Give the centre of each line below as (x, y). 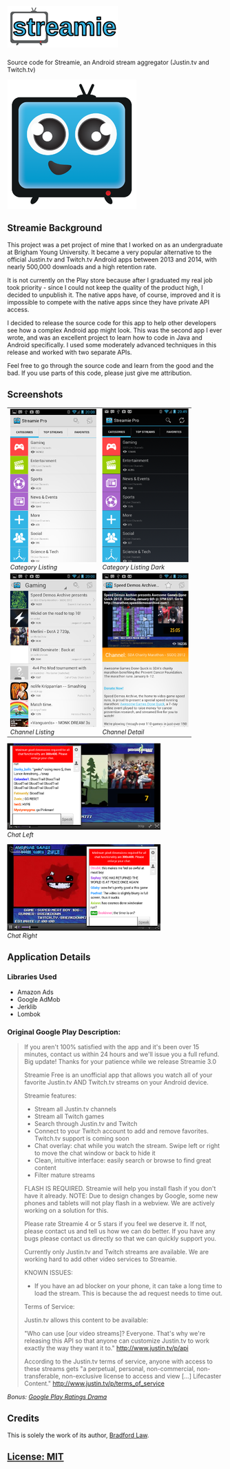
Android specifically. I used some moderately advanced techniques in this (112, 344)
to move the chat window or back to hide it (95, 1153)
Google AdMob (39, 999)
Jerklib (27, 1006)
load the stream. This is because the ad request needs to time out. (128, 1294)
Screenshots (35, 395)
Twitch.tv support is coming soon (82, 1138)
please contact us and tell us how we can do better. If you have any (119, 1232)
